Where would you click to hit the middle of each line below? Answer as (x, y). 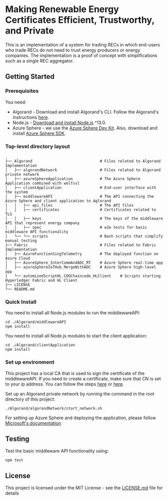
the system (17, 192)
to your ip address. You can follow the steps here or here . (65, 384)
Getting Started (30, 77)
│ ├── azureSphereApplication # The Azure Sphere (73, 179)
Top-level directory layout (38, 146)
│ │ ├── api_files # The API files (70, 205)
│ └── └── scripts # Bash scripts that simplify (84, 236)
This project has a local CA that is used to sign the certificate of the (75, 373)
